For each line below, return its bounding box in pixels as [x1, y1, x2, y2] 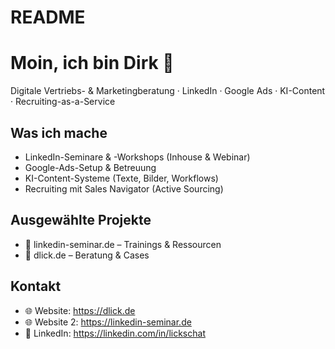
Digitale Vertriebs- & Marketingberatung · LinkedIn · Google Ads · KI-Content [10, 85, 326, 97]
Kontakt [10, 278, 62, 295]
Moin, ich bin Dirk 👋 [10, 52, 175, 75]
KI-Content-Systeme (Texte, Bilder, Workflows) [24, 172, 219, 184]
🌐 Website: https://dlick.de [24, 304, 136, 316]
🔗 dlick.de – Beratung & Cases [24, 249, 150, 261]
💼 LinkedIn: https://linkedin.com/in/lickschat [24, 327, 206, 339]
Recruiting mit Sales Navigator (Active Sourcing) [24, 182, 224, 195]
